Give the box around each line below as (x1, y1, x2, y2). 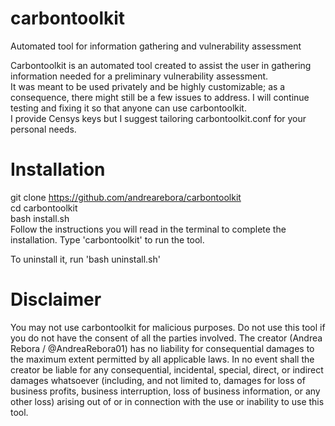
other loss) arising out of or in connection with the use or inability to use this (10, 395, 325, 407)
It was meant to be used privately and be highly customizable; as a (10, 80, 286, 92)
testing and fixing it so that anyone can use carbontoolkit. (10, 102, 247, 114)
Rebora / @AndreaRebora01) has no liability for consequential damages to (10, 342, 315, 354)
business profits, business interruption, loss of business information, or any (10, 385, 321, 397)
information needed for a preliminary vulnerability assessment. (10, 70, 269, 82)
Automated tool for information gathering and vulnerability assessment (10, 40, 302, 52)
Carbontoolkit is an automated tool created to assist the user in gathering (10, 59, 312, 71)
